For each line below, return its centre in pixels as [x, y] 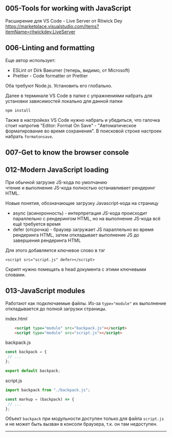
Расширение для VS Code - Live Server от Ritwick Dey [64, 21]
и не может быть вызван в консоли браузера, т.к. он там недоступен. [81, 424]
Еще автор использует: [30, 60]
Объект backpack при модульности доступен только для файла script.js [85, 419]
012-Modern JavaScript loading [57, 170]
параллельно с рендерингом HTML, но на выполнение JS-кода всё [87, 218]
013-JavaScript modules [45, 291]
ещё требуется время [37, 224]
